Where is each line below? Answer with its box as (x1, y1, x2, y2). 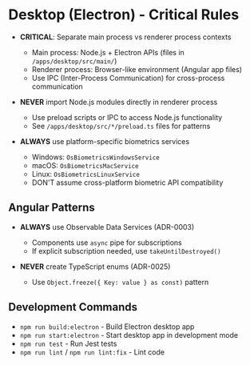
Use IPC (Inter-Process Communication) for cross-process (31, 73, 225, 82)
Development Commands (8, 300, 138, 314)
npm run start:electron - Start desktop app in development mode (19, 330, 238, 339)
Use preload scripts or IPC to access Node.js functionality (31, 112, 223, 122)
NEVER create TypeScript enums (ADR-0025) (19, 262, 171, 271)
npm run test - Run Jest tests (19, 339, 117, 348)
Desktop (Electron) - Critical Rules (8, 6, 240, 24)
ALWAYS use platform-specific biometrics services (19, 136, 190, 146)
